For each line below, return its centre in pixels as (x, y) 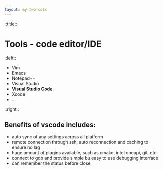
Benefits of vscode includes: (50, 124)
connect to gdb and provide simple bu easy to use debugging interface (85, 158)
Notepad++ (24, 78)
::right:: (12, 109)
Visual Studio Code (32, 89)
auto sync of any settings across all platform (57, 137)
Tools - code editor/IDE (53, 44)
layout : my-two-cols (26, 10)
